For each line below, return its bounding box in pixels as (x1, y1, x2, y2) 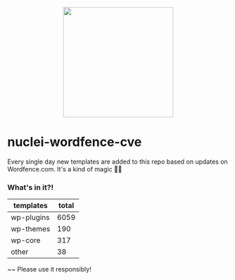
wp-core (11, 236, 41, 245)
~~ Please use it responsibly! (7, 265, 91, 274)
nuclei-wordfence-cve (7, 134, 142, 150)
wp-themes (11, 224, 51, 234)
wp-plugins (11, 212, 50, 222)
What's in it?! (7, 182, 54, 192)
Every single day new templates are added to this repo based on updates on (7, 157, 229, 166)
